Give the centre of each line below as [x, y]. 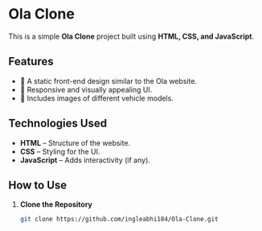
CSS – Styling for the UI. [60, 151]
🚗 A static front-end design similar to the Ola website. [108, 80]
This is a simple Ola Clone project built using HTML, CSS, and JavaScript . [131, 36]
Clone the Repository [56, 204]
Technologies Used [57, 124]
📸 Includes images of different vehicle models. [97, 98]
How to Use [38, 185]
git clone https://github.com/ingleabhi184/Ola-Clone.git [119, 219]
